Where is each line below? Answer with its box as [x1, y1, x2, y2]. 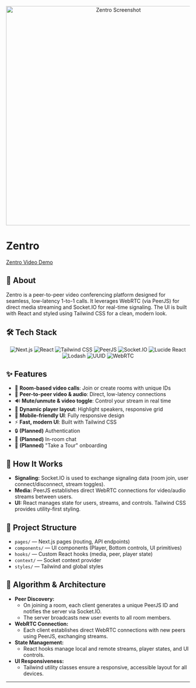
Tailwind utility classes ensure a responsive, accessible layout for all [23, 663, 187, 670]
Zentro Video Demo [6, 259, 54, 266]
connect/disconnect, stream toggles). [14, 481, 105, 488]
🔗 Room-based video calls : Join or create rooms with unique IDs [14, 384, 171, 391]
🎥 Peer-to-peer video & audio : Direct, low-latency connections [14, 391, 166, 398]
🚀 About [6, 276, 36, 285]
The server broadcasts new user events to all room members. [23, 614, 171, 621]
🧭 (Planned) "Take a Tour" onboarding [14, 442, 107, 449]
